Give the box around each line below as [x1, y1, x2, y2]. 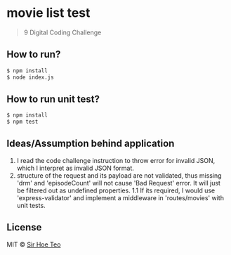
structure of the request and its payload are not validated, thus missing [16, 171, 222, 180]
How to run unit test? [6, 93, 100, 105]
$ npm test [6, 118, 39, 126]
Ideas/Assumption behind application [6, 138, 175, 150]
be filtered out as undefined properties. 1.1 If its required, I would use [16, 186, 216, 195]
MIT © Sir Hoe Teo [6, 240, 61, 249]
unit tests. [16, 201, 46, 209]
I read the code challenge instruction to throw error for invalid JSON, [16, 156, 216, 164]
